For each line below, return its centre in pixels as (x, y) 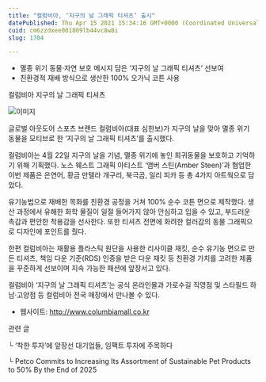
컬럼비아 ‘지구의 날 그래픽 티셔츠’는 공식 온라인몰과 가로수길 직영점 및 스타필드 (128, 285)
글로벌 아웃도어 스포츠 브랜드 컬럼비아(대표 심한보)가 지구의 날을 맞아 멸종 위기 (129, 128)
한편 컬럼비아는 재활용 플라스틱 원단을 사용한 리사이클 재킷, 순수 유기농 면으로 (127, 248)
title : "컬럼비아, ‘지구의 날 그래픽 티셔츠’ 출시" (82, 15)
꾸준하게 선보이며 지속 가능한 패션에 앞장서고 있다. (93, 268)
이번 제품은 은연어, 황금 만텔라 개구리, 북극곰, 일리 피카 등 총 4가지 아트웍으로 (127, 175)
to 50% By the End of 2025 (53, 370)
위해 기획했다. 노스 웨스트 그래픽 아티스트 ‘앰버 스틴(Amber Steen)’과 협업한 (134, 165)
